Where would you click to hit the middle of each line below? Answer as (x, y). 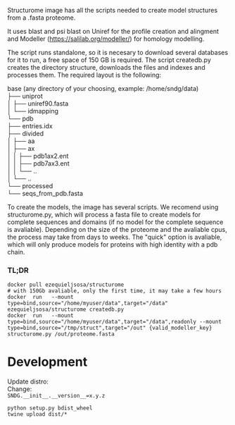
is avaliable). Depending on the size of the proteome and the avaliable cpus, (117, 229)
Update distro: (28, 382)
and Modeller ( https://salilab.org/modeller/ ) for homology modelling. (106, 39)
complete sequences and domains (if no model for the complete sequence (115, 222)
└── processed (30, 186)
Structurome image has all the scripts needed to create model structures (113, 10)
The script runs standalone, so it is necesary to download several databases (118, 53)
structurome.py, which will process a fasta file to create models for (104, 215)
